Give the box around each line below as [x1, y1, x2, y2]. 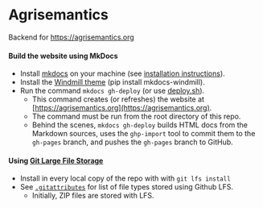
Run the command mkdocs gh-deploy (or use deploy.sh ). [19, 86, 205, 96]
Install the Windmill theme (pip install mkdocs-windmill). [19, 77, 205, 87]
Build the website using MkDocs [8, 51, 118, 60]
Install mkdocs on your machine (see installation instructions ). [19, 69, 225, 78]
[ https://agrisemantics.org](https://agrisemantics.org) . [31, 103, 212, 113]
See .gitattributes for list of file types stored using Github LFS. [19, 182, 234, 192]
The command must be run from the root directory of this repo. [31, 111, 241, 122]
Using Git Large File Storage [8, 156, 104, 165]
